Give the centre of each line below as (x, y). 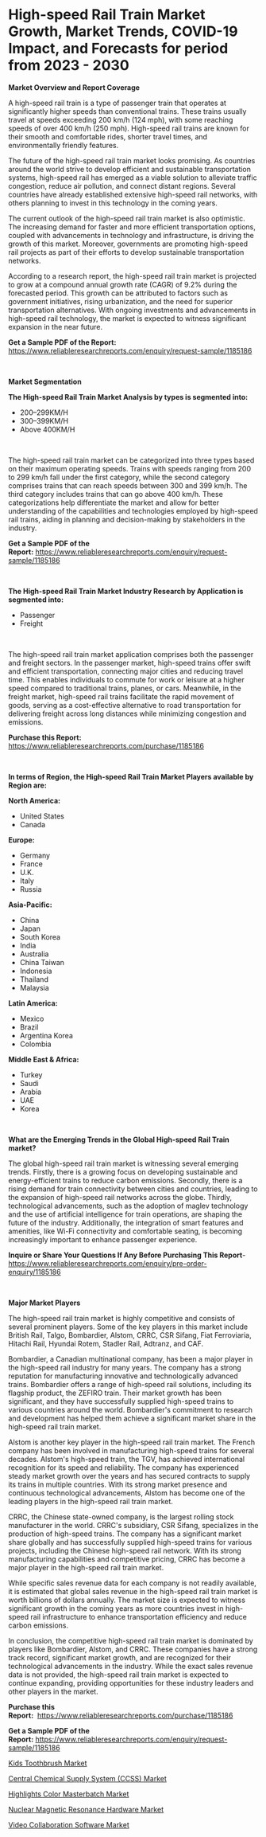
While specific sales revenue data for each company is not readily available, (132, 1583)
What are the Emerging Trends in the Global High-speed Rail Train (119, 1139)
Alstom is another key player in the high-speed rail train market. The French (132, 1442)
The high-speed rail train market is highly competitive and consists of (122, 1318)
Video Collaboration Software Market (69, 1824)
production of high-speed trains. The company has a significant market (125, 1534)
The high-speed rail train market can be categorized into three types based (131, 460)
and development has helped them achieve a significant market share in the (132, 1418)
